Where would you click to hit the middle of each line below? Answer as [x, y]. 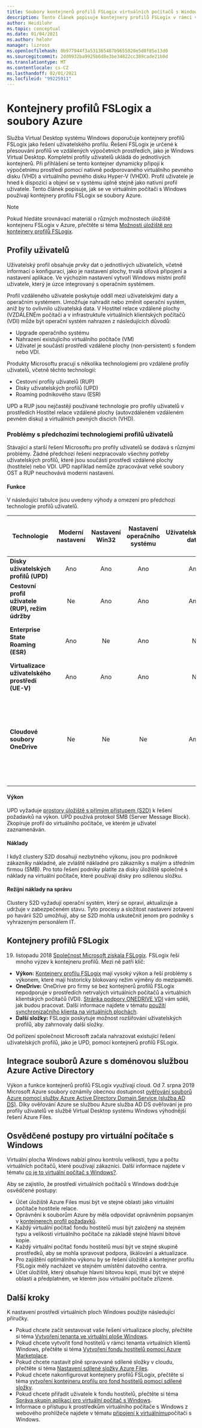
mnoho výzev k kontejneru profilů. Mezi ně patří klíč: [80, 961]
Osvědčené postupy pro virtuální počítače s [90, 1136]
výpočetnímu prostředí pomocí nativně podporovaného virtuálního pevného [100, 170]
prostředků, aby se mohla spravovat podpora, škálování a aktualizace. [102, 1253]
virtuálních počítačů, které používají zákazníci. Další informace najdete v [96, 1166]
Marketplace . [32, 1356]
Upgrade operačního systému [52, 333]
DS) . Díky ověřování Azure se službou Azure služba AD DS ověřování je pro [100, 1104]
